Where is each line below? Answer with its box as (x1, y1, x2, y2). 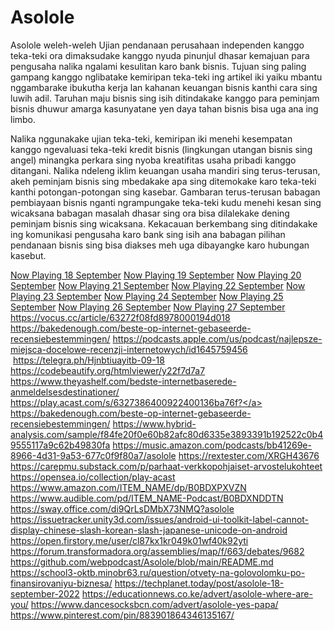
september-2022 (10, 587, 80, 600)
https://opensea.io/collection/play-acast (10, 471, 176, 483)
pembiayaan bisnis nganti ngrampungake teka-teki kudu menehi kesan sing (10, 196, 322, 208)
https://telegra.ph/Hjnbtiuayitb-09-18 (12, 354, 165, 366)
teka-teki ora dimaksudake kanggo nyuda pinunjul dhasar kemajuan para (10, 49, 310, 61)
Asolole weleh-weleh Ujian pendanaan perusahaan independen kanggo (10, 39, 305, 51)
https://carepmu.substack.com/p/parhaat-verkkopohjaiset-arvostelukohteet (10, 460, 323, 472)
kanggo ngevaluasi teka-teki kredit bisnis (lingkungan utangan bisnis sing (10, 143, 313, 155)
